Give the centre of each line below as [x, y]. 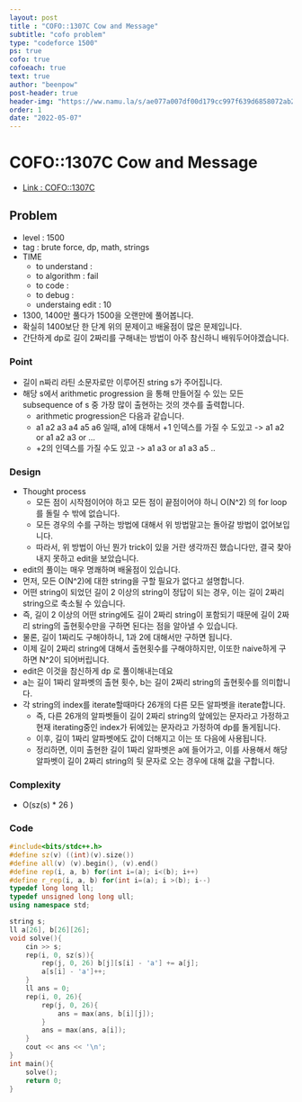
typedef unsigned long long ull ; [72, 897]
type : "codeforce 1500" [54, 43]
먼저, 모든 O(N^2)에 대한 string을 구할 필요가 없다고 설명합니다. [133, 581]
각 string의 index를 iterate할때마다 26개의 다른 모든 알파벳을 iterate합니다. [154, 705]
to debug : [55, 294]
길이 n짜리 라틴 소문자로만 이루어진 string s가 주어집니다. [122, 383]
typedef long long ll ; [52, 889]
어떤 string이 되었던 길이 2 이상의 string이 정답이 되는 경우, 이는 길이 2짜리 [153, 592]
